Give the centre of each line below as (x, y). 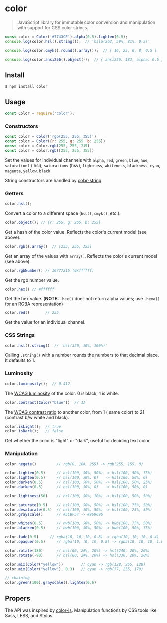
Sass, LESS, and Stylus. (29, 615)
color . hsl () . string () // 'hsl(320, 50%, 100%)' (56, 346)
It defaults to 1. (20, 360)
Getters (14, 193)
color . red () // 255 (32, 313)
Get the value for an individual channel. (45, 322)
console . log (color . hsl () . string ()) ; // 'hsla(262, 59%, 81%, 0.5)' (78, 41)
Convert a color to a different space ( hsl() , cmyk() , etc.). (63, 213)
